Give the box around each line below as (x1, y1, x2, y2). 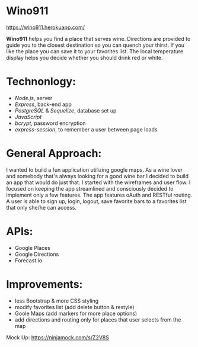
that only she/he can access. (6, 204, 77, 211)
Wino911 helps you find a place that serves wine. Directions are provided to (6, 35, 191, 42)
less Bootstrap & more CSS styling (14, 297, 99, 304)
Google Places (14, 244, 50, 251)
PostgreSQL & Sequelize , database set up (14, 107, 117, 114)
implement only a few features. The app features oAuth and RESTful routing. (6, 191, 193, 198)
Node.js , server (14, 94, 53, 101)
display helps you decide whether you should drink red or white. (6, 54, 163, 61)
